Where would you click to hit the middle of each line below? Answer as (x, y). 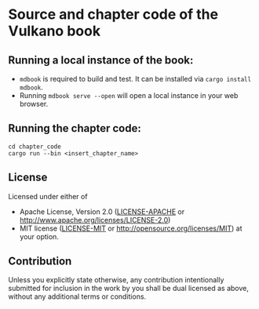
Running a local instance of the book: (101, 60)
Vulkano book (54, 31)
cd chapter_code (35, 147)
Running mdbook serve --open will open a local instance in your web (129, 95)
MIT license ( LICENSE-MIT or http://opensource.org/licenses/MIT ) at (131, 228)
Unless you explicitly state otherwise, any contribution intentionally (116, 280)
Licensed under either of (48, 196)
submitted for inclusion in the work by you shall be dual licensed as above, (129, 289)
